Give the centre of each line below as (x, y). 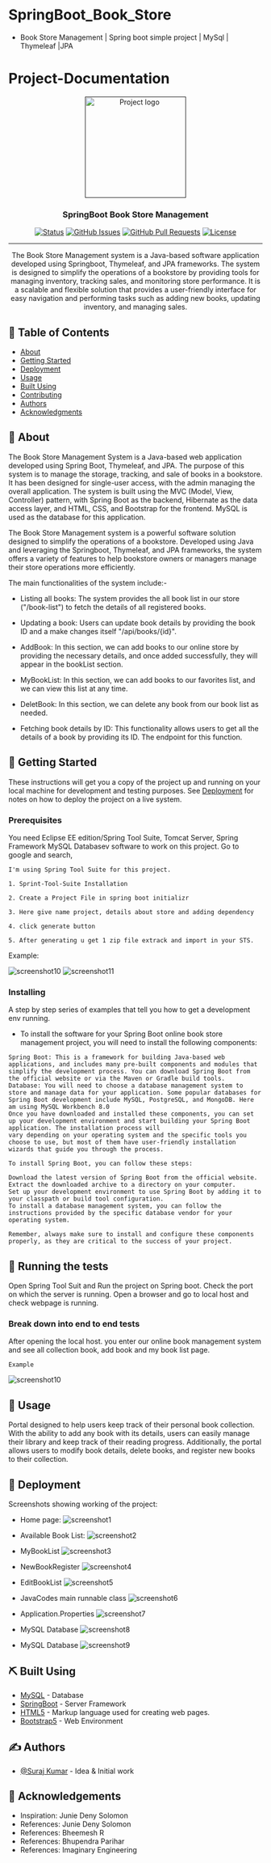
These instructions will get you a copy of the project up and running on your (134, 781)
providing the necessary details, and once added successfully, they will (139, 655)
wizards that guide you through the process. (86, 1150)
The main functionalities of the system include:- (88, 582)
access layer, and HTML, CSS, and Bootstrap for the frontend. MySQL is (128, 508)
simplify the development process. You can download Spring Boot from (129, 1072)
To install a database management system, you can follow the (115, 1206)
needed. (34, 713)
